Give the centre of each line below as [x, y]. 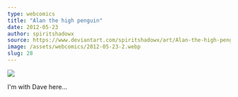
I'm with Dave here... [37, 86]
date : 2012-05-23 [33, 27]
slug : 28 [20, 54]
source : [19, 40]
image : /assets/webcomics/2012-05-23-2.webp [74, 47]
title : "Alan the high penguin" [55, 21]
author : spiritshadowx [41, 34]
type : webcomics [31, 14]
